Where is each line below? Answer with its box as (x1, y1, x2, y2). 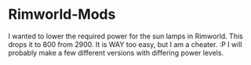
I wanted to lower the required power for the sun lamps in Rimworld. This (8, 31, 243, 41)
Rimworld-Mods (8, 5, 116, 23)
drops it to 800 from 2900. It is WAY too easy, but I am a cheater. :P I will (8, 39, 242, 49)
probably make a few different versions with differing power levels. (8, 48, 224, 57)
